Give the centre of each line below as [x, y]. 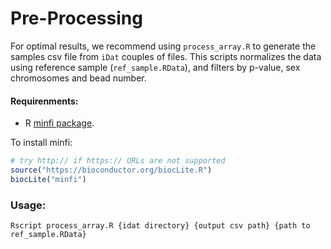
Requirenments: [44, 101]
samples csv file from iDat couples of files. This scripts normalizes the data [166, 56]
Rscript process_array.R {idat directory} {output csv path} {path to [160, 226]
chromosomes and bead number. [78, 78]
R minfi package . [59, 123]
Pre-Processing [76, 18]
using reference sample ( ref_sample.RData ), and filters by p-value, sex [155, 67]
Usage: [28, 205]
